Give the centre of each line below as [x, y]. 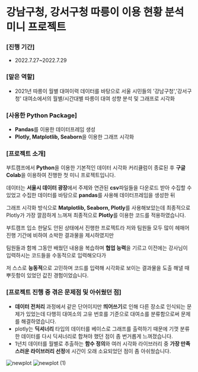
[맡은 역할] [20, 77]
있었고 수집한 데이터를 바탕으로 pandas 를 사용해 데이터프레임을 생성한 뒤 [91, 195]
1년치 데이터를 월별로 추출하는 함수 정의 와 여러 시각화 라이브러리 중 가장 [97, 343]
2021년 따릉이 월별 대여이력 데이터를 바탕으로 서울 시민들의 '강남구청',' [96, 91]
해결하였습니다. [39, 321]
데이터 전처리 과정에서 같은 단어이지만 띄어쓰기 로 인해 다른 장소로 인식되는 [100, 306]
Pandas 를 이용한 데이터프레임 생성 [55, 130]
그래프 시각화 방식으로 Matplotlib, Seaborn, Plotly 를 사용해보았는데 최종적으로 [98, 208]
